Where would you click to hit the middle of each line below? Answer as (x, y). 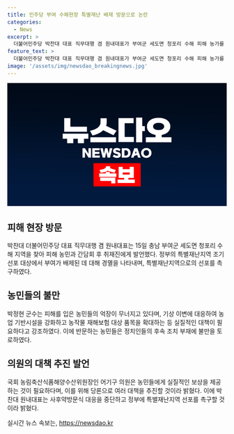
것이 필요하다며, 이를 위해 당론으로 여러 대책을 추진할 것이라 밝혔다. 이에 (117, 390)
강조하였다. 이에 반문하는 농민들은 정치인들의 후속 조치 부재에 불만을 (123, 331)
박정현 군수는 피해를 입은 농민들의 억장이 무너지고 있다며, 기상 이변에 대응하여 (112, 314)
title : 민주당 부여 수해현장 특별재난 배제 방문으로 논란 (78, 15)
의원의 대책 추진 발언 (48, 364)
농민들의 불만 (34, 296)
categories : (24, 22)
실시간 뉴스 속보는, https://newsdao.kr (60, 423)
